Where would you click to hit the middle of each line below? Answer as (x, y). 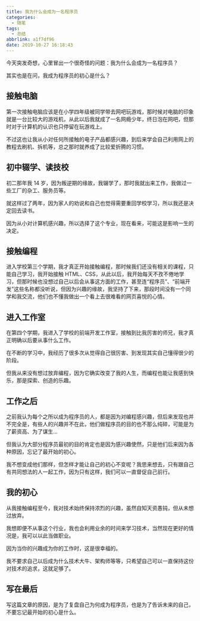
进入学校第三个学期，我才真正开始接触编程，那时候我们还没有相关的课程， (97, 267)
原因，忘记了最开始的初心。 (45, 451)
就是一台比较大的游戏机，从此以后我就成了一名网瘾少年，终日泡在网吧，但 (97, 119)
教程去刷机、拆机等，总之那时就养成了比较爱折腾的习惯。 (76, 146)
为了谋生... (45, 431)
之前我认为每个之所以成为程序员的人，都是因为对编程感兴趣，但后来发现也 (97, 416)
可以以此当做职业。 (50, 536)
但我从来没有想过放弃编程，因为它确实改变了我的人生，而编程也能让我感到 (97, 373)
